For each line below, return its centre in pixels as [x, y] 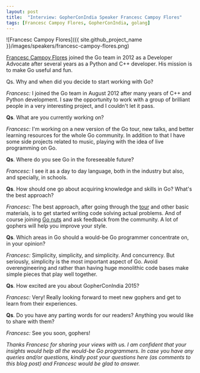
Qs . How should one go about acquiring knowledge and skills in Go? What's [99, 189]
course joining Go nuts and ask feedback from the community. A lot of [92, 220]
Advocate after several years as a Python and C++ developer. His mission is [99, 64]
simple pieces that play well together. [52, 274]
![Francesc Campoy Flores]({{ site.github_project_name [74, 40]
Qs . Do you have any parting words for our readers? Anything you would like [100, 315]
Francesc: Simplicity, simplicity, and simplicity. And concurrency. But [90, 255]
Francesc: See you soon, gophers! [48, 333]
